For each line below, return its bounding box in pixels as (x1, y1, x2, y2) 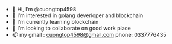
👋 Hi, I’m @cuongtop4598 (11, 6, 77, 12)
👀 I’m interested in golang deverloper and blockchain (11, 12, 144, 19)
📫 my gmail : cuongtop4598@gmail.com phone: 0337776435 (11, 32, 167, 38)
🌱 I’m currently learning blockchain (11, 18, 99, 25)
